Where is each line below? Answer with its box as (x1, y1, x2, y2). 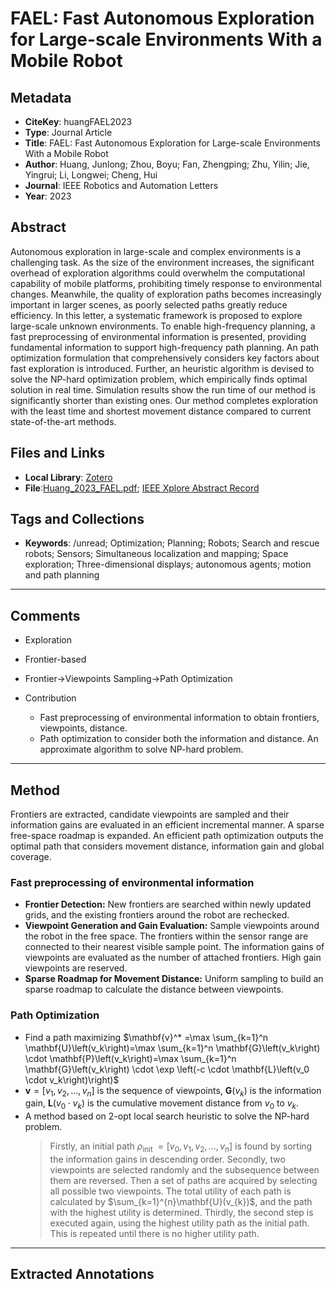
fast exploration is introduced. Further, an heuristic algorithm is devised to (10, 362, 315, 374)
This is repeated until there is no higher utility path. (49, 1228, 260, 1240)
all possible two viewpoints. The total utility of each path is (49, 1185, 292, 1197)
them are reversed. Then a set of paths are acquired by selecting (49, 1175, 318, 1187)
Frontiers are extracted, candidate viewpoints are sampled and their (10, 808, 290, 821)
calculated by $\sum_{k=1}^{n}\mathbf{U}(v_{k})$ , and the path (49, 1196, 313, 1208)
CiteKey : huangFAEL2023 (24, 116, 133, 127)
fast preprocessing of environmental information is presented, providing (10, 330, 307, 342)
